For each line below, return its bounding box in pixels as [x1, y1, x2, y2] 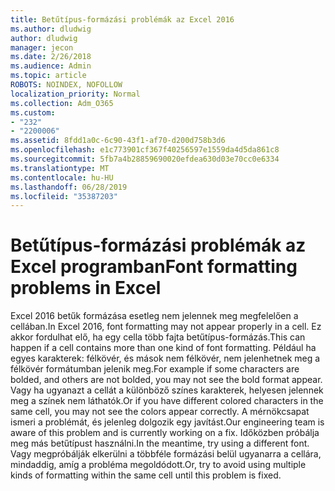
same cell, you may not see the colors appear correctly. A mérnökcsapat [10, 406, 310, 418]
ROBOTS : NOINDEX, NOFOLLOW [10, 80, 123, 90]
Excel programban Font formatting [10, 256, 298, 278]
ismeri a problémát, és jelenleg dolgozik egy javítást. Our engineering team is [10, 416, 325, 428]
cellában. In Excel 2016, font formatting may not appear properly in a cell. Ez [10, 321, 322, 333]
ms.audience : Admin [10, 61, 92, 71]
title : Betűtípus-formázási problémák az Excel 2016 [10, 14, 235, 25]
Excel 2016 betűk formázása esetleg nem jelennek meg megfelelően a [10, 310, 299, 322]
